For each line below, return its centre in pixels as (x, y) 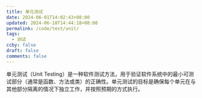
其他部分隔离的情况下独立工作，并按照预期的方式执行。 (75, 89)
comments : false (26, 56)
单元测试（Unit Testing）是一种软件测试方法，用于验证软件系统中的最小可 (97, 74)
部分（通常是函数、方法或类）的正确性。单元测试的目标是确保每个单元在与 (103, 81)
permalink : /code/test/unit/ (43, 28)
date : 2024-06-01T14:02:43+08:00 (48, 17)
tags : (13, 34)
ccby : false (21, 45)
